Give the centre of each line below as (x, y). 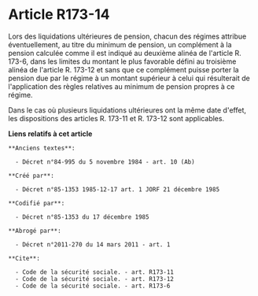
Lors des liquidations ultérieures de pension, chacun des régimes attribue (127, 36)
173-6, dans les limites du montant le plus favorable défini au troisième (122, 61)
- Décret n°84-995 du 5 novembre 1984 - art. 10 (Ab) (105, 162)
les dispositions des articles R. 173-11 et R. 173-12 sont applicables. (116, 118)
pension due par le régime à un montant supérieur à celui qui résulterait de (129, 78)
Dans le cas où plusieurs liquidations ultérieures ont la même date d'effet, (127, 110)
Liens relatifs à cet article (50, 133)
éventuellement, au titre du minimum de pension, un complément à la (120, 44)
